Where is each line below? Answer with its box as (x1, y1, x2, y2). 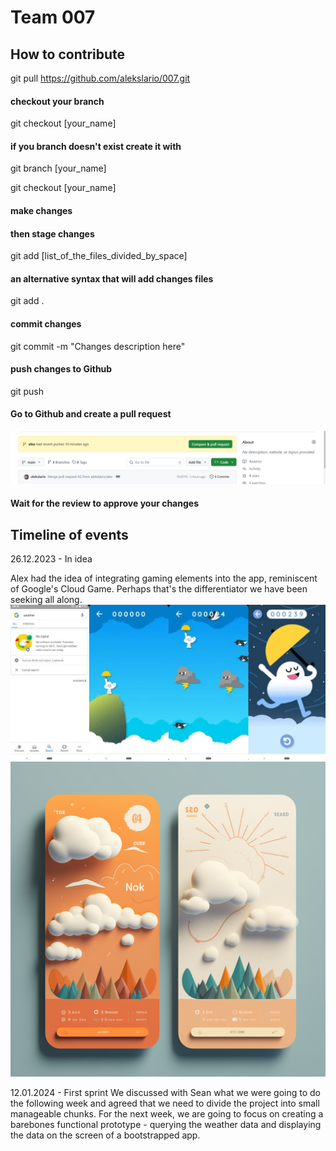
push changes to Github (10, 363, 113, 375)
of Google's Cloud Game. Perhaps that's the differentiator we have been (10, 583, 308, 595)
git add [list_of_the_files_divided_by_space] (10, 250, 188, 262)
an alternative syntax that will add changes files (10, 272, 214, 285)
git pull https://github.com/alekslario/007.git (10, 72, 191, 84)
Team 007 (10, 6, 96, 29)
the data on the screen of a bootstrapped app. (10, 1129, 201, 1141)
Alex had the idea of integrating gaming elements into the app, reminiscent (10, 572, 318, 585)
